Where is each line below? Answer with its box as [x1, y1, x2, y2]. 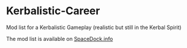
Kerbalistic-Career [6, 4, 100, 18]
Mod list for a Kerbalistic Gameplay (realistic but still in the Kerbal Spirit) [6, 24, 182, 31]
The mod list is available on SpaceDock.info [6, 35, 113, 42]
